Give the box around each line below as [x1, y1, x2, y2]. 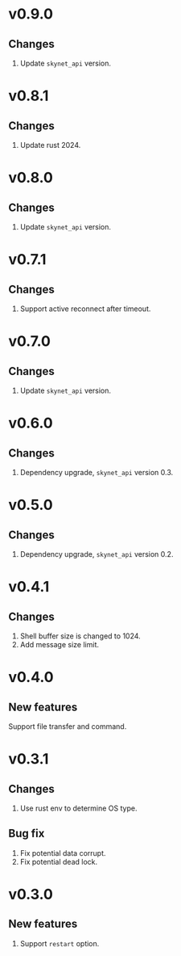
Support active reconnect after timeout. [19, 304, 151, 314]
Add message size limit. [19, 640, 99, 649]
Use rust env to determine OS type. [19, 803, 138, 813]
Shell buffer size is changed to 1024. [19, 631, 141, 641]
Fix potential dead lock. [19, 857, 98, 866]
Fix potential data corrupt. [19, 848, 106, 857]
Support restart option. [19, 938, 100, 948]
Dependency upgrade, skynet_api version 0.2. [19, 550, 174, 558]
